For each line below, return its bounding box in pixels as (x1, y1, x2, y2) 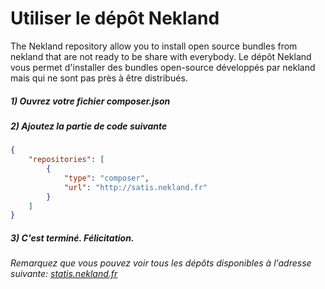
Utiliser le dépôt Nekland (10, 7, 220, 30)
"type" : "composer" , (63, 173, 150, 183)
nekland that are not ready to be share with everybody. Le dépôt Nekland (10, 50, 312, 62)
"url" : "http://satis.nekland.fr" (63, 182, 208, 192)
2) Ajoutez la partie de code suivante (10, 120, 168, 132)
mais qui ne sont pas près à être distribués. (10, 72, 188, 84)
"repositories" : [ (28, 155, 105, 165)
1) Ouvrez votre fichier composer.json (10, 95, 171, 107)
